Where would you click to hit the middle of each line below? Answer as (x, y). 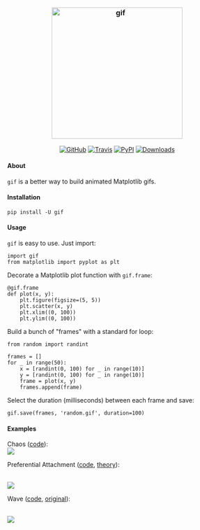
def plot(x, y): (31, 294)
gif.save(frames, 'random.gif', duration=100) (76, 413)
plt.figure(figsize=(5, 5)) (60, 300)
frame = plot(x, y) (48, 381)
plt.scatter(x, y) (46, 306)
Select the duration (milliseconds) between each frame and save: (101, 400)
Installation (24, 197)
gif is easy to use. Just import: (52, 243)
